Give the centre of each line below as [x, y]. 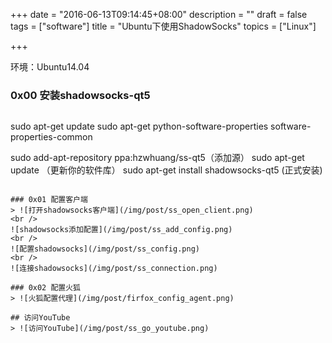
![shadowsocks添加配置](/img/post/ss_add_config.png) [121, 230]
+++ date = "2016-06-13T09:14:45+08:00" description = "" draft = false [159, 14]
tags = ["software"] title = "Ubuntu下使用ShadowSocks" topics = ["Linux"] [163, 26]
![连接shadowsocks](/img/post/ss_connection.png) [114, 269]
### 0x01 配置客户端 [49, 200]
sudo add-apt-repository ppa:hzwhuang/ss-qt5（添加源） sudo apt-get [157, 158]
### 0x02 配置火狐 [45, 288]
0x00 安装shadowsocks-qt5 [80, 95]
